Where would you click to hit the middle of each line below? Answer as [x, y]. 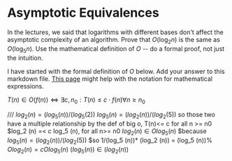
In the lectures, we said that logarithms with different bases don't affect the [115, 32]
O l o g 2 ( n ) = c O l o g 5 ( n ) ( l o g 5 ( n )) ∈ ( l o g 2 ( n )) [68, 150]
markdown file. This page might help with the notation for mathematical [110, 79]
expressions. [26, 86]
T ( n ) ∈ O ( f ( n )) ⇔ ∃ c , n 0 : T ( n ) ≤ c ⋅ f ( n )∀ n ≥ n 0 [76, 100]
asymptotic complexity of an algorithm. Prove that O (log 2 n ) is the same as [114, 40]
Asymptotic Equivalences [83, 13]
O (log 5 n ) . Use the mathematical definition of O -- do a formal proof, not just [116, 49]
